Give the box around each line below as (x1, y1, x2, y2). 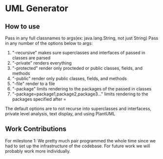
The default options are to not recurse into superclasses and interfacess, (5, 106, 152, 111)
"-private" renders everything (12, 60, 72, 66)
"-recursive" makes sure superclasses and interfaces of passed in (12, 50, 145, 55)
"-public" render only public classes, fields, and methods (12, 76, 127, 81)
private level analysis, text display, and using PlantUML (5, 111, 116, 117)
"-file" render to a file (12, 81, 55, 87)
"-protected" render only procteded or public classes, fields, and (12, 65, 143, 71)
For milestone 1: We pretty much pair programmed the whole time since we (5, 138, 156, 143)
